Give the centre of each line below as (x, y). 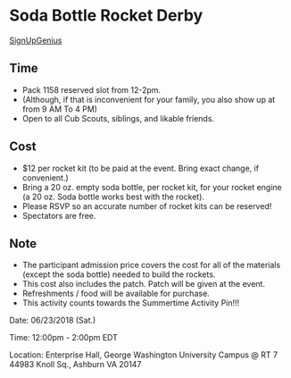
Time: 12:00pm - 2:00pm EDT (64, 338)
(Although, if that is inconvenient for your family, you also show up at (149, 99)
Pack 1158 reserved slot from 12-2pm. (91, 89)
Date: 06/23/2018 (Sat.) (53, 320)
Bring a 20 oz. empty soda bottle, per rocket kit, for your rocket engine (152, 187)
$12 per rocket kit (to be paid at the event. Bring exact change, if (141, 168)
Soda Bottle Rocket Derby (106, 16)
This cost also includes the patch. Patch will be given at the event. (144, 284)
